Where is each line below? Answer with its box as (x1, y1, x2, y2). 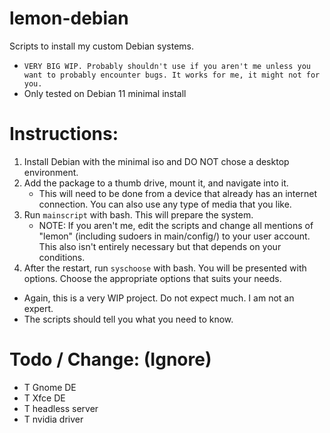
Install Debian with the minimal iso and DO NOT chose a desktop (23, 155, 290, 167)
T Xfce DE (23, 392, 66, 404)
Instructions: (9, 123, 119, 146)
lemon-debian (9, 7, 129, 30)
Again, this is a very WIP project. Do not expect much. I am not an (23, 292, 295, 304)
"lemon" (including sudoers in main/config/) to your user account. (38, 230, 311, 242)
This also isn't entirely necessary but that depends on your (38, 240, 282, 252)
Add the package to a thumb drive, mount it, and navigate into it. (23, 177, 289, 189)
